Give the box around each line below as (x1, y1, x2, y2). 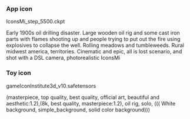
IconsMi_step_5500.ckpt (6, 18, 65, 25)
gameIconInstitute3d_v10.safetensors (6, 82, 96, 89)
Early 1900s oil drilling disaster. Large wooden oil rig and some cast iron (6, 29, 181, 36)
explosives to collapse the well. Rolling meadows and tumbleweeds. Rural (6, 42, 184, 49)
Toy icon (6, 69, 31, 77)
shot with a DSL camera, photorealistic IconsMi (6, 55, 121, 62)
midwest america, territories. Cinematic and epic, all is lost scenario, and (6, 48, 182, 55)
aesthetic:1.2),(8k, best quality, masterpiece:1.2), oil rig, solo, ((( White (6, 100, 176, 107)
